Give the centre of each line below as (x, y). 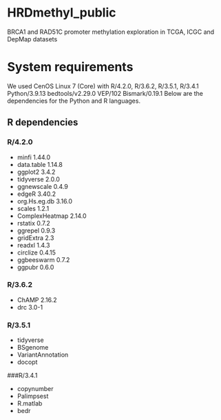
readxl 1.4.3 (33, 245)
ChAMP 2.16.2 (37, 300)
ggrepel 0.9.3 (36, 230)
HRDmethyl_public (62, 13)
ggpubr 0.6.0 (35, 267)
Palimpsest (33, 396)
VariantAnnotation (43, 355)
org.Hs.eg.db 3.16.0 (45, 201)
